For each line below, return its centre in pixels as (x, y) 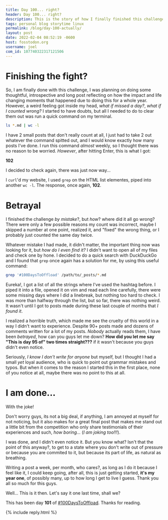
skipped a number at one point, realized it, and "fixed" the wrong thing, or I (83, 230)
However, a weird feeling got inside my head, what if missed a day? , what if (84, 106)
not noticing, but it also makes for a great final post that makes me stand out (84, 422)
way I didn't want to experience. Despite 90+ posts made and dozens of (80, 326)
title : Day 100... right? (32, 10)
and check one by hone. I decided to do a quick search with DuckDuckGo (81, 255)
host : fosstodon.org (27, 42)
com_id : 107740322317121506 (35, 51)
